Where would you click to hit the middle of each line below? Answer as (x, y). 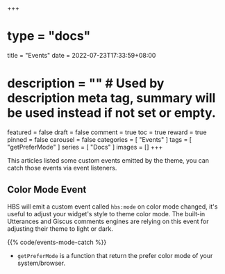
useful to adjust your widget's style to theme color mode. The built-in (106, 213)
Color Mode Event (47, 190)
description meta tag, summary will (111, 98)
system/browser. (41, 263)
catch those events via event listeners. (62, 168)
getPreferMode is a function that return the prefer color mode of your (115, 255)
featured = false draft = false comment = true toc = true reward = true (107, 132)
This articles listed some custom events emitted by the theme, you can (108, 160)
